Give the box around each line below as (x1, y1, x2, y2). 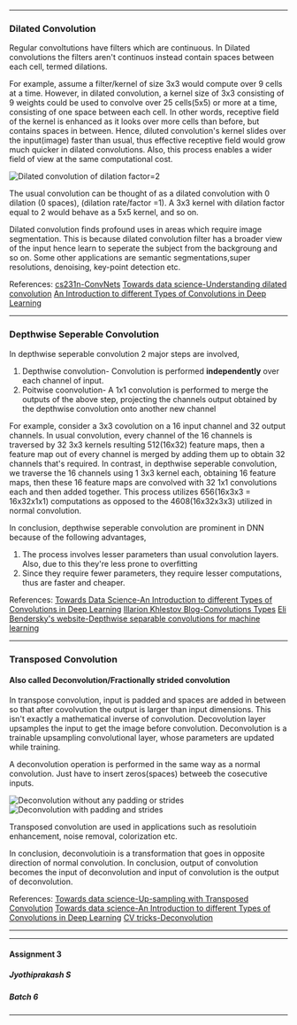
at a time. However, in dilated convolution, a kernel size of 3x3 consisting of (9, 88, 285, 98)
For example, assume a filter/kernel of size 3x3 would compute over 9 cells (9, 79, 283, 89)
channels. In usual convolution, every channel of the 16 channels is (9, 430, 253, 440)
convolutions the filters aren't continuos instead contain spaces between (9, 52, 275, 63)
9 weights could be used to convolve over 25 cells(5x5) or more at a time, (9, 97, 278, 108)
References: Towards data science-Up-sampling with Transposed (9, 893, 249, 904)
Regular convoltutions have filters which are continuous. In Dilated (9, 43, 250, 53)
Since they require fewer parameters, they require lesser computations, (21, 568, 283, 579)
